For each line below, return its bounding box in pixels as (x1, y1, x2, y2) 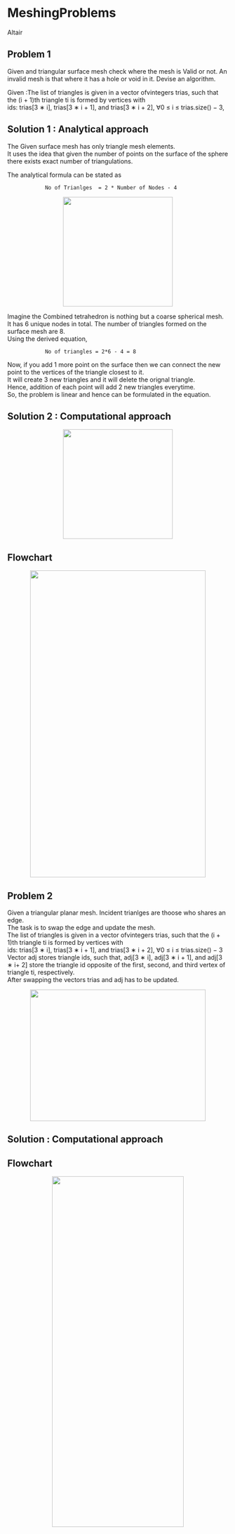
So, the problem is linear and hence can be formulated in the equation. (7, 390, 211, 398)
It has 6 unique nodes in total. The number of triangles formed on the (7, 319, 207, 328)
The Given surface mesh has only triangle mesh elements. (7, 142, 175, 150)
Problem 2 (7, 889, 53, 902)
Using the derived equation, (7, 335, 88, 343)
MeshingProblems (7, 5, 116, 21)
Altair (7, 28, 23, 36)
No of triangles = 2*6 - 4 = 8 (44, 348, 137, 355)
